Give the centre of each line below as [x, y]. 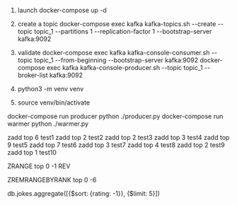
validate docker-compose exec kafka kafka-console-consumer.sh [114, 53]
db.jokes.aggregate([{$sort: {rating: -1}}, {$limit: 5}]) [84, 193]
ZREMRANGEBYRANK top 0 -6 [52, 180]
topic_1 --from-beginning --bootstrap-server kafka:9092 [116, 60]
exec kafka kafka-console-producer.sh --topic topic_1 [125, 68]
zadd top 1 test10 [32, 152]
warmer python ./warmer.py [48, 124]
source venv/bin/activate [54, 102]
